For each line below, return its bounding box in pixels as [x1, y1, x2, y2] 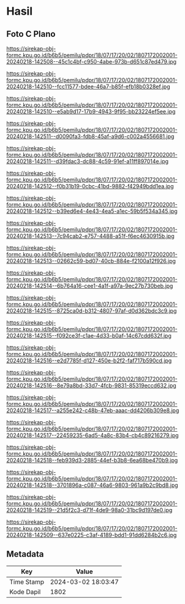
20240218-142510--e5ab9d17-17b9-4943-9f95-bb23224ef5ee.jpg [6, 108, 176, 115]
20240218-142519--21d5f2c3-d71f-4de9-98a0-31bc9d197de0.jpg [6, 507, 173, 513]
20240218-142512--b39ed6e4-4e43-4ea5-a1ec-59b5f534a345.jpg [6, 207, 178, 215]
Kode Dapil [9, 587, 41, 596]
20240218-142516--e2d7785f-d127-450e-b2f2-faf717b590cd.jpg [6, 357, 172, 364]
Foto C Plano [6, 29, 56, 39]
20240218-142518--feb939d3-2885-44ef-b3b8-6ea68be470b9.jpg [6, 457, 178, 464]
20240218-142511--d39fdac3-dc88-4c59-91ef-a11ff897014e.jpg [6, 158, 169, 165]
